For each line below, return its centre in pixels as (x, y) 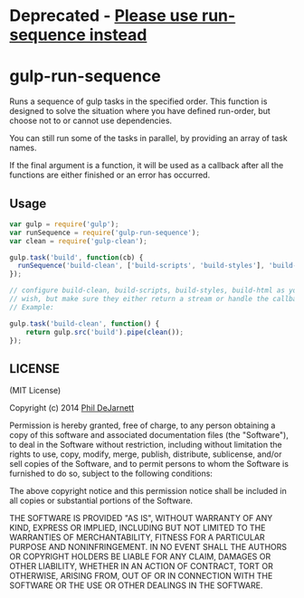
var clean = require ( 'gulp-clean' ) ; (78, 241)
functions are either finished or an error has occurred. (110, 175)
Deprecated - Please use (104, 16)
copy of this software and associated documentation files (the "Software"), (149, 435)
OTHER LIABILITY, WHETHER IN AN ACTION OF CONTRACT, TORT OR (141, 566)
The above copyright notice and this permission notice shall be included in (148, 491)
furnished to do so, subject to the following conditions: (111, 474)
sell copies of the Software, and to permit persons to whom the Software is (149, 464)
